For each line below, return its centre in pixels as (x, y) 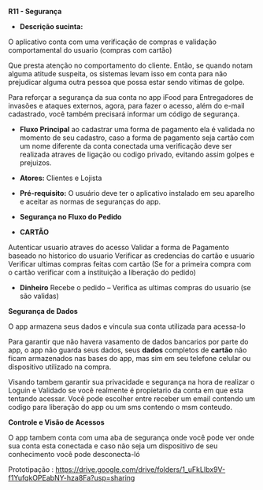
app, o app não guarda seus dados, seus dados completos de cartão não (128, 350)
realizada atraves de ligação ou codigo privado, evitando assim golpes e (137, 154)
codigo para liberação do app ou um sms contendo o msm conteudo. (120, 407)
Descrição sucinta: (51, 26)
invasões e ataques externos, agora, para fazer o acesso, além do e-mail (126, 106)
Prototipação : (31, 470)
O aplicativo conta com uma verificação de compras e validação (112, 42)
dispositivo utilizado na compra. (60, 367)
